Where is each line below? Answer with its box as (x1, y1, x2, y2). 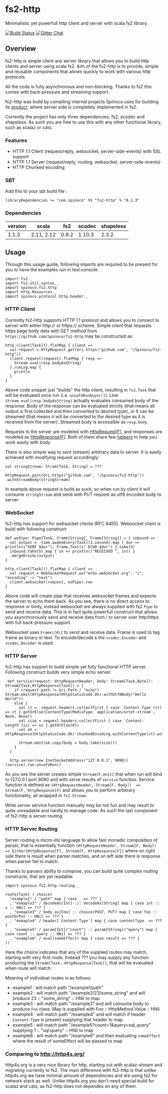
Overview (5, 44, 36, 53)
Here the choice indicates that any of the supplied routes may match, (5, 949, 147, 955)
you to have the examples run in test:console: (5, 267, 99, 273)
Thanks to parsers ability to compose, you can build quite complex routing (5, 868, 158, 874)
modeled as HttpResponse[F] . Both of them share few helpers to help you (5, 433, 157, 440)
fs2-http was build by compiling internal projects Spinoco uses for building (5, 98, 159, 104)
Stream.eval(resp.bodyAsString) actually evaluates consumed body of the (5, 397, 159, 403)
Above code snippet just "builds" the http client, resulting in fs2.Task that (5, 387, 156, 393)
